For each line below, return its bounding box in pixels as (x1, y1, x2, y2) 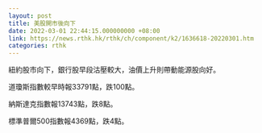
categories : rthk (8, 42, 67, 50)
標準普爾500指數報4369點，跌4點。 (8, 116, 129, 126)
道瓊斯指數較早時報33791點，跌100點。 (8, 82, 139, 92)
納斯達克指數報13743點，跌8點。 (8, 99, 118, 109)
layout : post (8, 11, 52, 20)
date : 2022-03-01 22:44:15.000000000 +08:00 (8, 27, 160, 35)
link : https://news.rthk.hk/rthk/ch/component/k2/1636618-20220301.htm (8, 34, 254, 43)
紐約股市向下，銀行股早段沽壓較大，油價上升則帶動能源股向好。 (8, 65, 220, 75)
